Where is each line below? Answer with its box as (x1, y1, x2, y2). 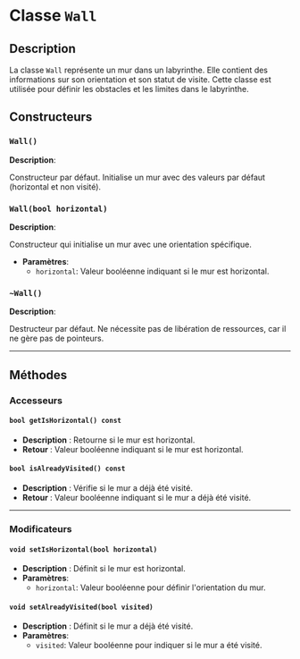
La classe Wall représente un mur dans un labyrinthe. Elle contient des (9, 64, 269, 75)
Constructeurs (9, 109, 93, 125)
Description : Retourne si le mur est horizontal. (21, 435, 196, 445)
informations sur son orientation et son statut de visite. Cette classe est (9, 74, 271, 85)
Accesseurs (9, 394, 62, 407)
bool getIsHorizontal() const (9, 417, 122, 426)
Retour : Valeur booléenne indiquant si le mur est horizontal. (21, 444, 244, 454)
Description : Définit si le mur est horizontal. (21, 563, 186, 574)
